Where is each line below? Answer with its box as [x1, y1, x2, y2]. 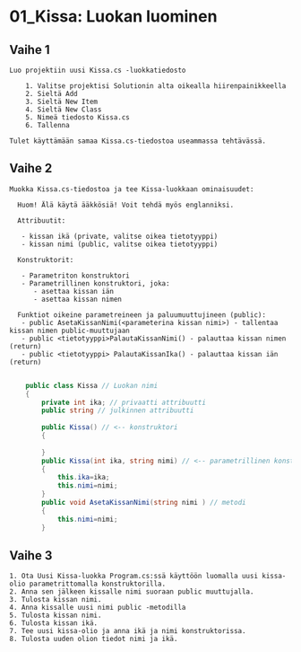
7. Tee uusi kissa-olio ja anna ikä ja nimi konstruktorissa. [9, 627, 246, 636]
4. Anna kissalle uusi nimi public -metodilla [9, 604, 186, 612]
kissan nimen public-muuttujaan [9, 326, 130, 335]
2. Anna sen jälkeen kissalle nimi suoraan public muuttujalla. [9, 587, 254, 596]
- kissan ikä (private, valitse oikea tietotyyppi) [21, 232, 219, 241]
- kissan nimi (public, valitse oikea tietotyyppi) [21, 240, 219, 249]
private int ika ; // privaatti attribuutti [41, 398, 206, 407]
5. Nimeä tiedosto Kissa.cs [25, 113, 130, 122]
